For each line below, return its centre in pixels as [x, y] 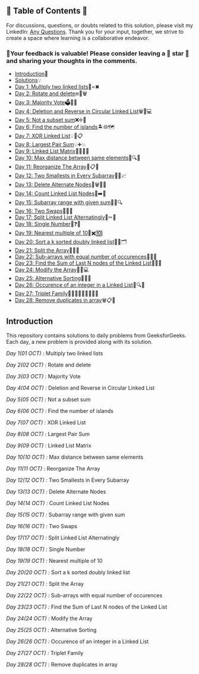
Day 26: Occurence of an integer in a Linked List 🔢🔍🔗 [80, 285]
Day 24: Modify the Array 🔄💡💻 [52, 270]
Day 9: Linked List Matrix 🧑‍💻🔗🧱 [52, 151]
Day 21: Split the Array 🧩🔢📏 [47, 250]
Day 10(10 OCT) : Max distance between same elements [75, 457]
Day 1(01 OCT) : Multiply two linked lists [55, 353]
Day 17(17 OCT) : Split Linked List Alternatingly [63, 537]
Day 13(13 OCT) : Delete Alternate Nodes [56, 491]
